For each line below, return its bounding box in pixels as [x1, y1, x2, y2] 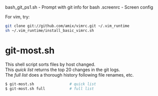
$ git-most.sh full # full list [5, 86, 94, 91]
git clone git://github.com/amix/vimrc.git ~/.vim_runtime [5, 23, 130, 28]
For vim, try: [5, 14, 30, 19]
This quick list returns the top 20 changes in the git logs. [5, 67, 120, 73]
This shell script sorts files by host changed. [5, 61, 96, 67]
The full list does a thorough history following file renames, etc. [5, 72, 134, 78]
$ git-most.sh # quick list [5, 82, 97, 87]
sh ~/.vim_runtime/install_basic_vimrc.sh [5, 28, 94, 33]
